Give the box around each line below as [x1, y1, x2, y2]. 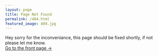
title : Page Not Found [5, 12, 52, 17]
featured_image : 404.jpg [5, 21, 56, 26]
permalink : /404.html [5, 16, 50, 21]
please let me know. [5, 40, 46, 46]
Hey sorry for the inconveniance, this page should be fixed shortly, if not [5, 35, 153, 41]
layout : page [5, 7, 32, 12]
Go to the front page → [5, 45, 52, 51]
